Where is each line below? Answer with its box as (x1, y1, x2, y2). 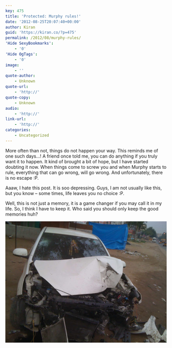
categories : (5, 127, 31, 133)
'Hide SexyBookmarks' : (5, 41, 54, 46)
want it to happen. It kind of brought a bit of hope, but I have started (5, 158, 148, 164)
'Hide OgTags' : (5, 51, 38, 56)
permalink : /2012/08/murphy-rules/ (5, 35, 81, 41)
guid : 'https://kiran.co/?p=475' (5, 30, 77, 35)
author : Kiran (5, 25, 36, 30)
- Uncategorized (14, 133, 50, 138)
